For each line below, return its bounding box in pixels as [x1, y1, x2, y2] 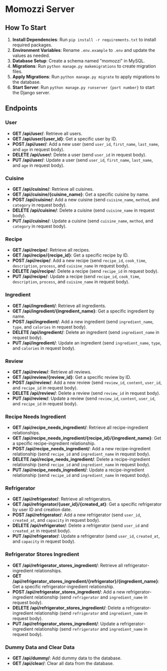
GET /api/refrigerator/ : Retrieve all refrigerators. [12, 496, 112, 502]
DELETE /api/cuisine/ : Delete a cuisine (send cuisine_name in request [12, 207, 155, 213]
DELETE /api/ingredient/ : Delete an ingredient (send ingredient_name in [12, 329, 160, 335]
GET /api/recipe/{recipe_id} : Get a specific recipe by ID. [12, 252, 129, 258]
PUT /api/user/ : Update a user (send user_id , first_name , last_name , [12, 157, 153, 163]
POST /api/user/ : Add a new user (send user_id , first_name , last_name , [12, 141, 160, 147]
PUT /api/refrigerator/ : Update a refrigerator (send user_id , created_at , [12, 533, 160, 539]
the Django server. [12, 90, 51, 95]
